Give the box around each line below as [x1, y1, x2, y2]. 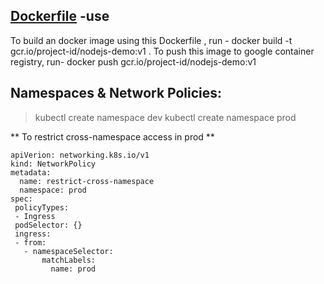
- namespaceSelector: [23, 246, 114, 256]
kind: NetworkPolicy [10, 159, 97, 169]
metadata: [10, 167, 52, 178]
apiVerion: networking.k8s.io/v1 [10, 150, 150, 160]
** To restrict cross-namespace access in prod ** [10, 130, 215, 143]
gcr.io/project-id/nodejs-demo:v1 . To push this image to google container [10, 45, 315, 57]
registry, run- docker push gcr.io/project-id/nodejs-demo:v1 [10, 55, 257, 68]
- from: [14, 237, 47, 248]
